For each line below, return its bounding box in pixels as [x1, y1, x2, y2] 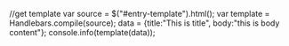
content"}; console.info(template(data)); [9, 27, 156, 37]
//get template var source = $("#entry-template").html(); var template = [9, 9, 270, 19]
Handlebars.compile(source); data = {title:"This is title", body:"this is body [9, 18, 280, 28]
